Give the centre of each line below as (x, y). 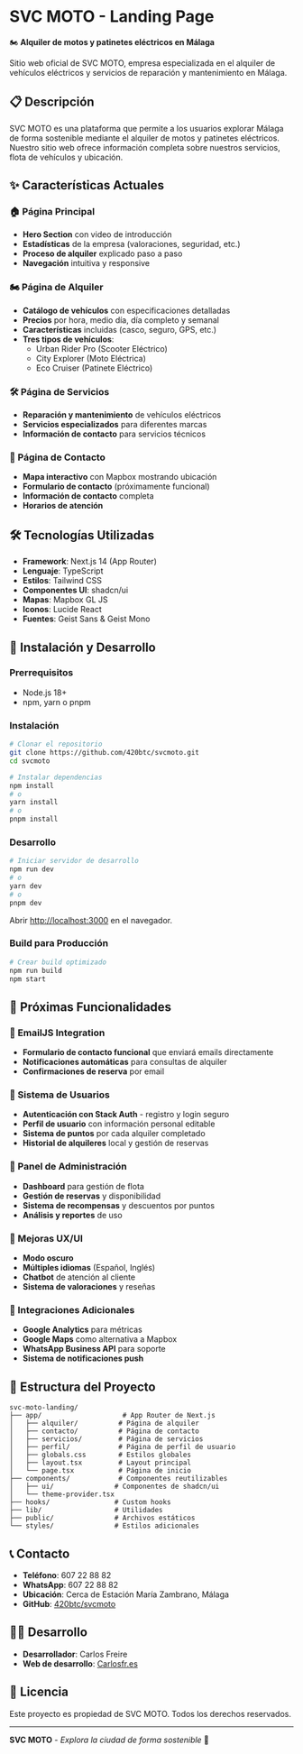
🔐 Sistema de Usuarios (60, 1095)
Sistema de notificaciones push (83, 1358)
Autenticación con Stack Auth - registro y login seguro (126, 1115)
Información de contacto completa (88, 496)
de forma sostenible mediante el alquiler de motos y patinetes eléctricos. (144, 138)
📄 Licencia (39, 1692)
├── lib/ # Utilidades (87, 1511)
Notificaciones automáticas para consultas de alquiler (124, 1062)
